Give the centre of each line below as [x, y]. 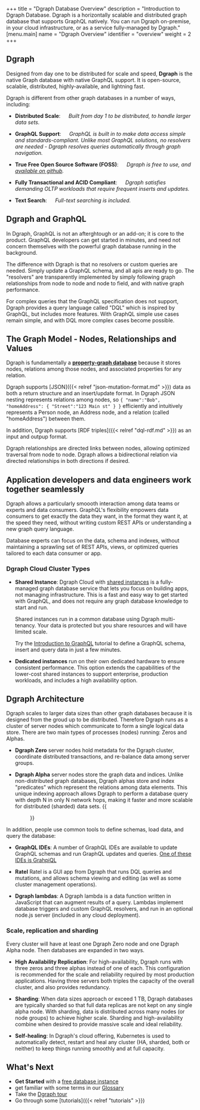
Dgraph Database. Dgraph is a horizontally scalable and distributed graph [96, 15]
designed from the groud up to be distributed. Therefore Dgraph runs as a [97, 719]
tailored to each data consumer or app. [54, 553]
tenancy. [25, 625]
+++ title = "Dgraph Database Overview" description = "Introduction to [93, 9]
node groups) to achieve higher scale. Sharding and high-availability [99, 1018]
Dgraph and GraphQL [46, 219]
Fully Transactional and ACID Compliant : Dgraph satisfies [90, 182]
